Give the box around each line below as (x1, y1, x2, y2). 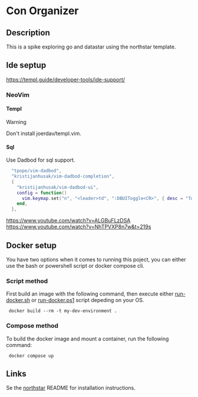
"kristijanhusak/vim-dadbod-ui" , (16, 184, 99, 190)
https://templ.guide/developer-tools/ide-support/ (6, 76, 126, 83)
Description (6, 28, 50, 38)
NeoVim (6, 90, 29, 99)
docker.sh (6, 297, 31, 304)
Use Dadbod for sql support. (6, 156, 75, 163)
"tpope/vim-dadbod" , (11, 168, 62, 174)
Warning (6, 118, 27, 125)
